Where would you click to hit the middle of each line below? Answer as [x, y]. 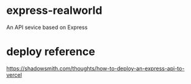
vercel [14, 75]
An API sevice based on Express [47, 27]
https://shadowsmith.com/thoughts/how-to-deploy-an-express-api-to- [95, 68]
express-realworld [54, 11]
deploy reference [51, 52]
